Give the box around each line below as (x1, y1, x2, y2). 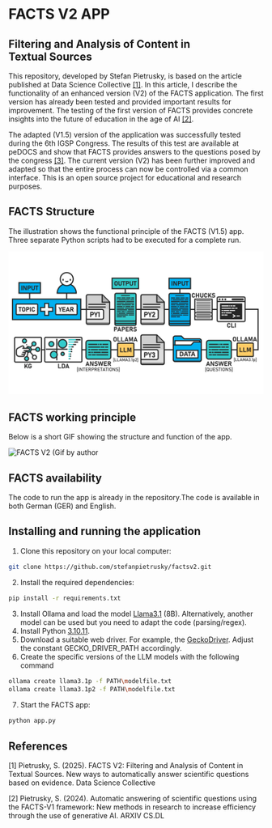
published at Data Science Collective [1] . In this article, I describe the (8, 80, 238, 89)
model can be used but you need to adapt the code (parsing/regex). (19, 617, 247, 627)
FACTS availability (8, 471, 103, 485)
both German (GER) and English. (8, 501, 117, 511)
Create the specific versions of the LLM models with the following (19, 652, 240, 661)
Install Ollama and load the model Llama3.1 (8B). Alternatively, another (19, 609, 253, 618)
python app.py (8, 717, 57, 725)
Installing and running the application (8, 524, 201, 538)
